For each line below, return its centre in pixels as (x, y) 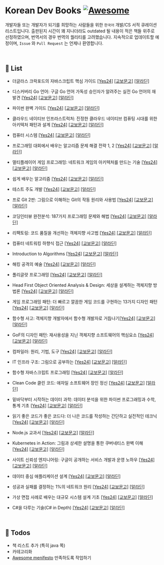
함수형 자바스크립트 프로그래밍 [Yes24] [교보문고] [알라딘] (68, 372)
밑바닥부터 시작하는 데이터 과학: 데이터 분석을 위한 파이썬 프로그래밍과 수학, (84, 399)
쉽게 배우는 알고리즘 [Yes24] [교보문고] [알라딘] (58, 178)
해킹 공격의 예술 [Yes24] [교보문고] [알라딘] (54, 264)
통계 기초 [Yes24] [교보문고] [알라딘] (47, 405)
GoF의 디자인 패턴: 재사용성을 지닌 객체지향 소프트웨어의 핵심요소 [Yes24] (83, 335)
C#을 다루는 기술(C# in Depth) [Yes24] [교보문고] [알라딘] (68, 507)
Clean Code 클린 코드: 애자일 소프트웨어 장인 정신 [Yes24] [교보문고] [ (80, 383)
